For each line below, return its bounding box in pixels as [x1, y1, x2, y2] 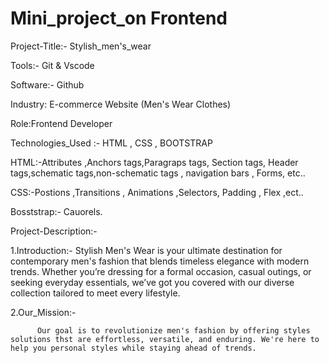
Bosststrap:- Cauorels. [10, 205, 103, 217]
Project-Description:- [10, 225, 98, 237]
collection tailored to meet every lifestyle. [10, 287, 181, 299]
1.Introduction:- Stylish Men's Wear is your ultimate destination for [10, 244, 283, 256]
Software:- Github [10, 78, 85, 91]
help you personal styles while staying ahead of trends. [10, 343, 257, 353]
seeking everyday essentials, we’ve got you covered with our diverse [10, 276, 295, 288]
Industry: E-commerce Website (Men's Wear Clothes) [10, 98, 232, 110]
